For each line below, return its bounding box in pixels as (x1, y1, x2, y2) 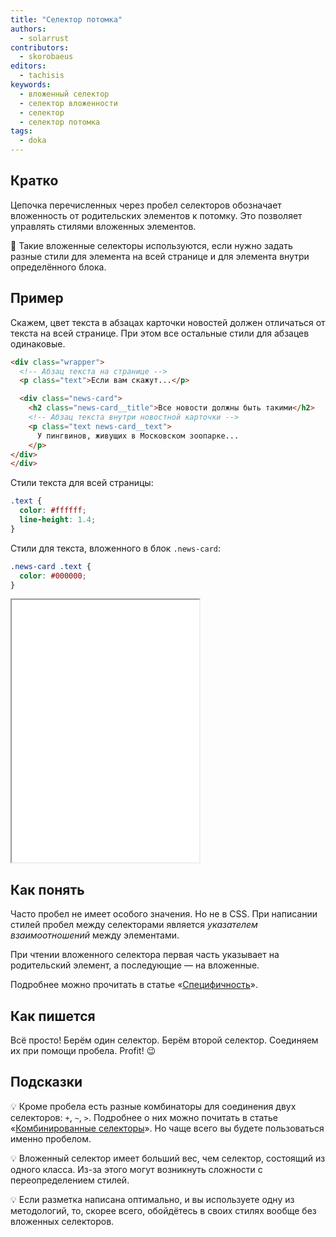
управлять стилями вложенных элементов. (10, 220, 197, 232)
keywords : (10, 80, 52, 90)
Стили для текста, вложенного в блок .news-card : (10, 542, 222, 554)
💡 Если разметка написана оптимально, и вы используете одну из (10, 1193, 295, 1205)
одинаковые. (10, 337, 66, 350)
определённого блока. (10, 261, 107, 273)
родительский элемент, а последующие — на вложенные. (10, 959, 260, 971)
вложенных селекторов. (10, 1215, 115, 1227)
